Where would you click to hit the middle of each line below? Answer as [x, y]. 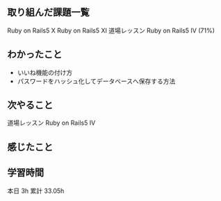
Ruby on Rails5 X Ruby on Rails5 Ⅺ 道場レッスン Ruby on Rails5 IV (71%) [111, 30]
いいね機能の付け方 [45, 72]
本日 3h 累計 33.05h [36, 191]
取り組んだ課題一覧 [48, 12]
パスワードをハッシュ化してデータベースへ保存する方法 [96, 81]
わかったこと [35, 54]
